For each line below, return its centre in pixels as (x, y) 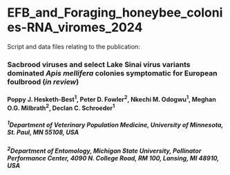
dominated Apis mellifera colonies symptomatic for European (112, 73)
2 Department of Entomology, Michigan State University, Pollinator (104, 150)
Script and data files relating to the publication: (74, 46)
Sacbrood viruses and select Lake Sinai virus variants (99, 64)
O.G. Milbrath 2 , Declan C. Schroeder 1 (61, 107)
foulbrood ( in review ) (43, 82)
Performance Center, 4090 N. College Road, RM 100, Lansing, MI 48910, (113, 158)
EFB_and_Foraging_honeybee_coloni (115, 13)
